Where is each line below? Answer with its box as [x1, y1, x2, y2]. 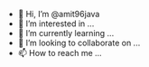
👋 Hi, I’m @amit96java [17, 9, 100, 19]
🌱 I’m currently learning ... [17, 28, 115, 38]
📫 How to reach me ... [17, 48, 102, 58]
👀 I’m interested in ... [17, 18, 95, 29]
